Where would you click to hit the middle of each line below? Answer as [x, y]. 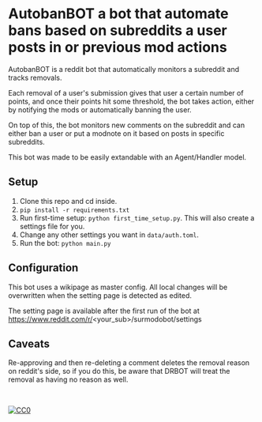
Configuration [43, 268]
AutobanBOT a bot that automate [118, 14]
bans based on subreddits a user [118, 30]
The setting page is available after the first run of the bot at [104, 311]
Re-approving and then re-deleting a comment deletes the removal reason [129, 363]
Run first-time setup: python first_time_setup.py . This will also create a [137, 217]
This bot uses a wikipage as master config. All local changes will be [118, 287]
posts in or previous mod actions [118, 47]
